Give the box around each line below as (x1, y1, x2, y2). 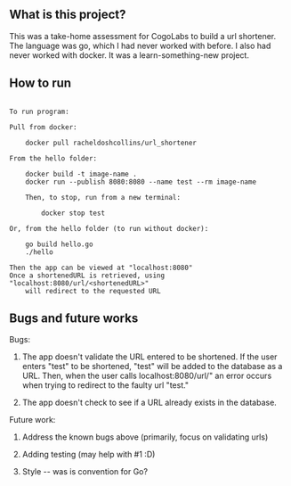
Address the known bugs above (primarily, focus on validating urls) (21, 432, 269, 442)
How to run (9, 76, 72, 91)
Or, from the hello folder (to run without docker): (9, 224, 209, 233)
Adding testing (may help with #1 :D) (21, 449, 156, 460)
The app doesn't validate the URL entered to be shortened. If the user (21, 351, 278, 362)
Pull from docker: (9, 122, 77, 132)
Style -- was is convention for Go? (21, 466, 149, 477)
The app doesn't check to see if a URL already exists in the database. (21, 397, 278, 408)
